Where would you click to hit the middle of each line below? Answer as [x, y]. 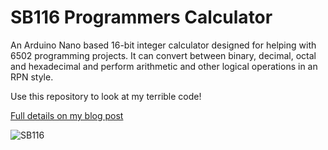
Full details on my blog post [67, 115]
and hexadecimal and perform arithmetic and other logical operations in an [164, 66]
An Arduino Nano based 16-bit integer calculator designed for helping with [163, 45]
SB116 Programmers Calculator [141, 17]
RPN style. [32, 77]
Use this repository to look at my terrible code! [106, 96]
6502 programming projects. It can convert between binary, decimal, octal [163, 55]
